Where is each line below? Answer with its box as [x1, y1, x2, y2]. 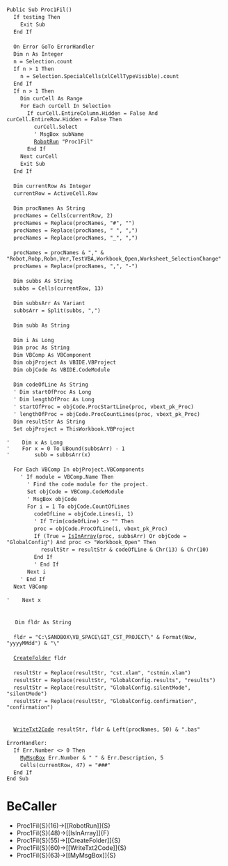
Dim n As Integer [13, 51, 64, 58]
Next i [26, 569, 47, 575]
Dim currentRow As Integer [13, 183, 92, 190]
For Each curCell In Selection [19, 102, 111, 109]
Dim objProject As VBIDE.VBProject [13, 359, 116, 366]
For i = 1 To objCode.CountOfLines [26, 503, 130, 510]
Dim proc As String [13, 344, 70, 351]
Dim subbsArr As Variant [13, 300, 85, 307]
